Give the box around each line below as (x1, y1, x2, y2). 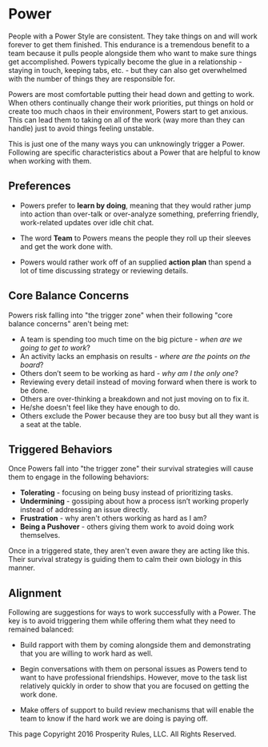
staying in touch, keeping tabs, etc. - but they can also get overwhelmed (8, 65, 247, 75)
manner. (8, 563, 36, 573)
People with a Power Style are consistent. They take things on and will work (8, 31, 258, 41)
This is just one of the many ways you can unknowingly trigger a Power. (8, 139, 246, 148)
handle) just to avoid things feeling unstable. (8, 123, 154, 133)
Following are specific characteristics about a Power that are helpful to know (8, 147, 261, 157)
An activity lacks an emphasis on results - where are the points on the (19, 351, 250, 361)
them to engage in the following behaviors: (8, 472, 150, 482)
